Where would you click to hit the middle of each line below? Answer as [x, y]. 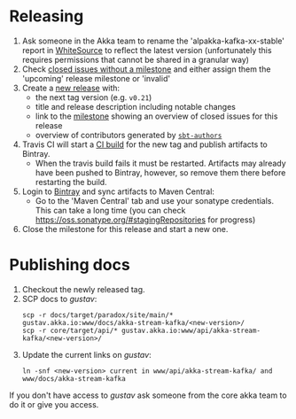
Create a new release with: [71, 88]
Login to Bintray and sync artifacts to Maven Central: [118, 191]
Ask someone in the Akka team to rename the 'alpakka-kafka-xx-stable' [153, 41]
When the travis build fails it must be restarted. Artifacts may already [160, 163]
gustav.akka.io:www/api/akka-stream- [191, 330]
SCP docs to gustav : [59, 299]
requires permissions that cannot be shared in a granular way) [136, 59]
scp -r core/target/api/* [70, 330]
